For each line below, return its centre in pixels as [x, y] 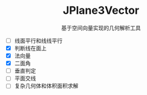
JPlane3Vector [101, 11]
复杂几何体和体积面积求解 [46, 86]
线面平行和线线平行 [38, 40]
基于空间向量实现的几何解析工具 [101, 28]
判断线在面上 [30, 48]
